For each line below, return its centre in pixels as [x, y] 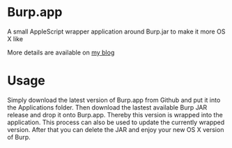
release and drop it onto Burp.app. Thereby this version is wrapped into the [115, 114]
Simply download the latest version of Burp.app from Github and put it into [114, 100]
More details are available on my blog [61, 52]
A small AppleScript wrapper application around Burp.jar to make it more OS [116, 31]
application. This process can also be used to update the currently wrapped [116, 122]
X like [15, 38]
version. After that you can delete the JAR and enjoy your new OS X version [116, 129]
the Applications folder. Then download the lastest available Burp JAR [107, 107]
